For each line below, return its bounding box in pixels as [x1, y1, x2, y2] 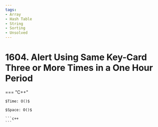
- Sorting [5, 26, 26, 31]
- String [5, 21, 23, 26]
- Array [5, 12, 21, 17]
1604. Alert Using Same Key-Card [5, 52, 147, 63]
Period [5, 73, 33, 84]
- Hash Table [5, 16, 32, 21]
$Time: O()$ [5, 99, 30, 104]
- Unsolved [5, 30, 28, 35]
